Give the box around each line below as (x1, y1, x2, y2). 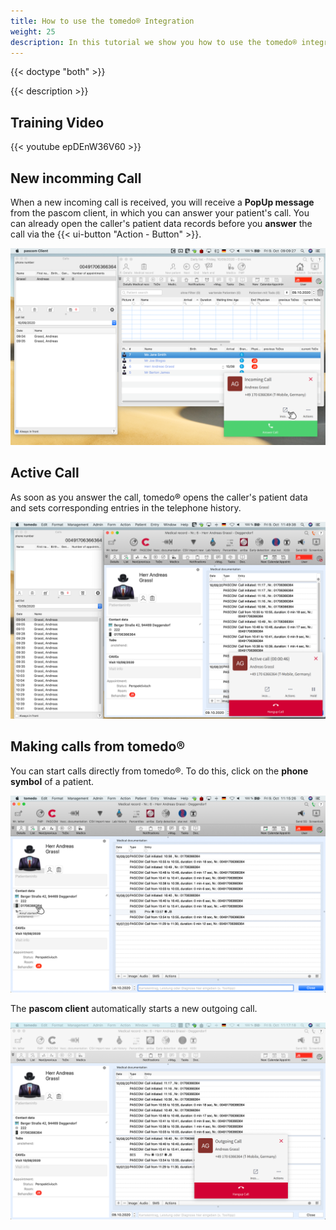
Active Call (10, 465, 80, 482)
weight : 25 (10, 26, 56, 37)
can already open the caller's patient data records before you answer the (10, 218, 313, 229)
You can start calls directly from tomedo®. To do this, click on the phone (10, 765, 309, 777)
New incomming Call (10, 170, 142, 187)
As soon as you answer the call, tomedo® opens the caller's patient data (10, 491, 308, 503)
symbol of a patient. (10, 775, 95, 787)
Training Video (10, 114, 105, 131)
